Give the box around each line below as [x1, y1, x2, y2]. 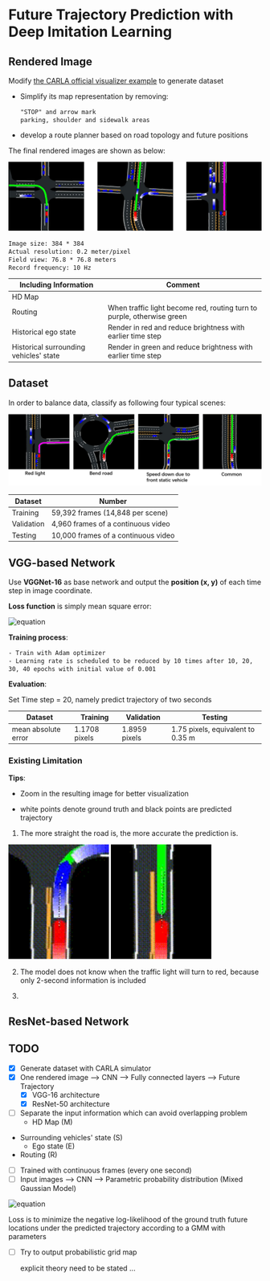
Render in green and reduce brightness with [108, 342, 253, 352]
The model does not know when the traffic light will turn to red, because [19, 967, 260, 977]
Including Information [19, 280, 94, 290]
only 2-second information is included [19, 976, 146, 985]
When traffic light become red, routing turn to [108, 303, 258, 313]
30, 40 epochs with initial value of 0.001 [8, 665, 157, 673]
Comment [166, 280, 200, 290]
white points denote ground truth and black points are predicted [19, 804, 232, 814]
